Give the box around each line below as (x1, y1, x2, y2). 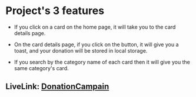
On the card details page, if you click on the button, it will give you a (14, 41, 179, 48)
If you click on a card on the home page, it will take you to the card (14, 23, 176, 30)
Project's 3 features (5, 4, 104, 18)
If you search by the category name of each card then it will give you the (14, 58, 191, 65)
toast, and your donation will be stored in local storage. (14, 47, 148, 54)
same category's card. (14, 64, 69, 71)
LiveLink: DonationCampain (5, 82, 109, 92)
